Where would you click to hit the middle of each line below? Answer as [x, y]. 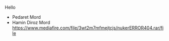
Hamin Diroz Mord [31, 23]
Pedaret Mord [26, 17]
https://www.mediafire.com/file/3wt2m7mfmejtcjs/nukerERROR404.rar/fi [88, 28]
